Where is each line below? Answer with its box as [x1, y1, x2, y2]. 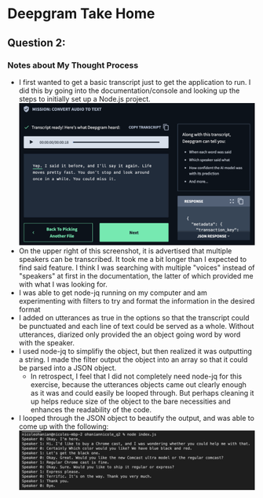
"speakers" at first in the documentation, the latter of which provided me [18, 271, 254, 280]
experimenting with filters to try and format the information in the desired [18, 296, 255, 305]
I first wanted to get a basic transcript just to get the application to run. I [18, 77, 251, 87]
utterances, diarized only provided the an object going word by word [18, 330, 241, 339]
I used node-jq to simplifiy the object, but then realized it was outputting [18, 346, 252, 356]
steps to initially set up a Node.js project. [18, 94, 151, 103]
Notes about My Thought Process [7, 60, 139, 71]
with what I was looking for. [18, 279, 108, 289]
